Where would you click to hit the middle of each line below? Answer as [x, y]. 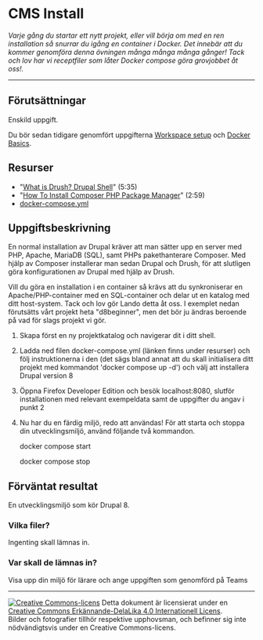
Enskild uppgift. [33, 119]
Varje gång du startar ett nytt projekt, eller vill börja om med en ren [116, 35]
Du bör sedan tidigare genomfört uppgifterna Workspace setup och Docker [129, 135]
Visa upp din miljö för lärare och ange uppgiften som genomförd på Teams [128, 580]
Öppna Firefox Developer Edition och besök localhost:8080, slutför [127, 391]
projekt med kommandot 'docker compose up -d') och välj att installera [134, 367]
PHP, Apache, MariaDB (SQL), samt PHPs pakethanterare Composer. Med [127, 255]
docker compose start [55, 446]
